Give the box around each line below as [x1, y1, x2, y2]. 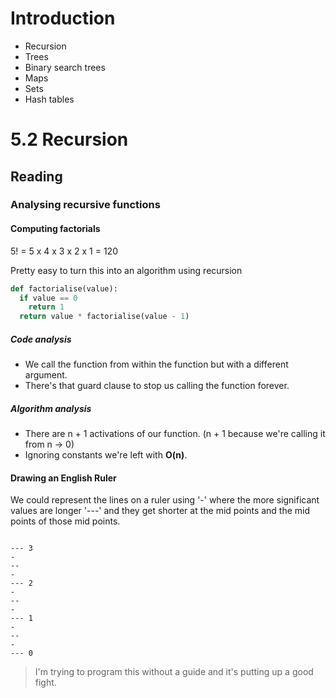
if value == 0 [19, 293, 78, 303]
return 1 [28, 302, 65, 312]
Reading [10, 168, 63, 185]
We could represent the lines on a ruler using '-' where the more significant [10, 494, 320, 506]
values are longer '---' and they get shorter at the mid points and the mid [10, 505, 311, 517]
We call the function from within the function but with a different [24, 358, 289, 371]
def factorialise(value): [10, 283, 118, 294]
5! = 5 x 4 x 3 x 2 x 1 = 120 [10, 245, 118, 257]
